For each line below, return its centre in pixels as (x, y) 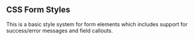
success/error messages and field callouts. (59, 30)
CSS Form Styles (38, 10)
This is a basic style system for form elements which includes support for (97, 24)
